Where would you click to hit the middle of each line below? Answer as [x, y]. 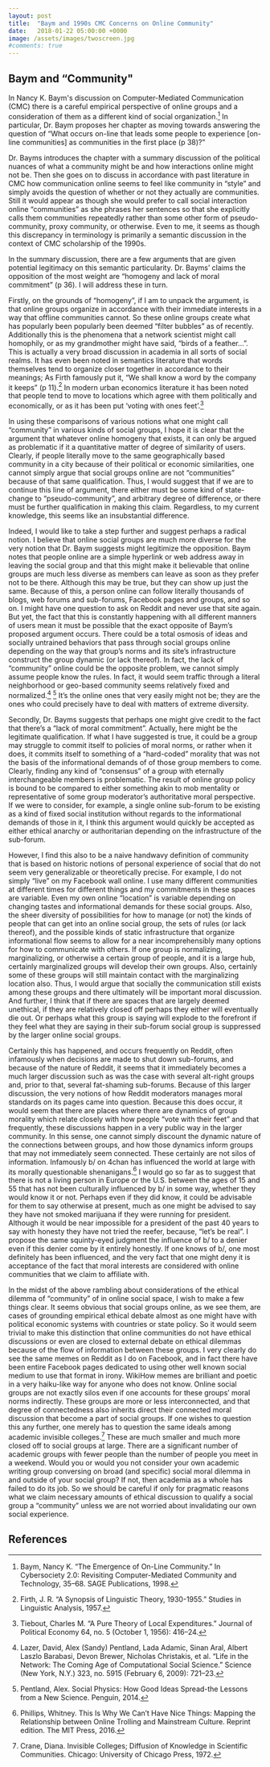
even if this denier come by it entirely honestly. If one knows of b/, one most [134, 1249]
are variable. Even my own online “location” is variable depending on [122, 898]
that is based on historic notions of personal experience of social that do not [135, 863]
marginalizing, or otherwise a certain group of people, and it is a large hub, [132, 958]
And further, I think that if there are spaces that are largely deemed [119, 1000]
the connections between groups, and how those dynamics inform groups [131, 1145]
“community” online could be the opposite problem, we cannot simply [124, 668]
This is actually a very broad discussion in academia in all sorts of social [128, 351]
